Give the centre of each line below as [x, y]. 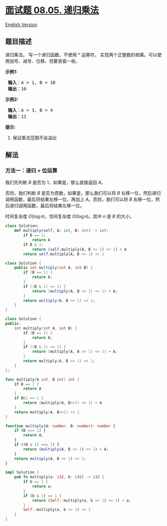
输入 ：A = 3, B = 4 [30, 110]
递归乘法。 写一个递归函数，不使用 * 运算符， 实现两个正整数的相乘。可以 [81, 55]
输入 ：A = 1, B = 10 [32, 82]
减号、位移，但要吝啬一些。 [51, 61]
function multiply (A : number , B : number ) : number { [60, 426]
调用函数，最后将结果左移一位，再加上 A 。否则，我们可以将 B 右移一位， [80, 200]
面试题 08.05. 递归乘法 [52, 10]
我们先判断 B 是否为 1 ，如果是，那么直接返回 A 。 [56, 183]
